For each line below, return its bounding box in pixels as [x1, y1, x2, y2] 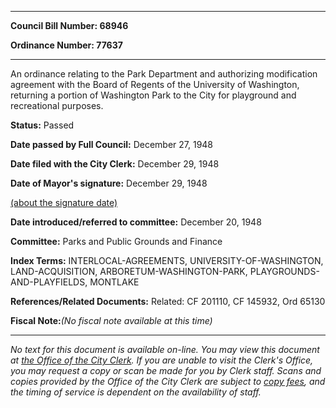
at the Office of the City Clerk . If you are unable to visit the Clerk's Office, [10, 354, 314, 366]
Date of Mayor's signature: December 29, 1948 [10, 177, 208, 189]
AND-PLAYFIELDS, [10, 276, 88, 288]
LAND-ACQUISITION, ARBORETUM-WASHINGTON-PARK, [10, 266, 248, 277]
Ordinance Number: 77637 [10, 39, 123, 51]
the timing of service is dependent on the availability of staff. [10, 386, 262, 398]
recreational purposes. [10, 100, 104, 111]
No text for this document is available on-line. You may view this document [10, 344, 320, 355]
